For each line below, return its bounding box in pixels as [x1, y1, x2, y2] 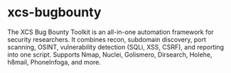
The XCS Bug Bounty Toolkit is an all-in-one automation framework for [7, 28, 215, 36]
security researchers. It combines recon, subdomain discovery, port [7, 35, 206, 43]
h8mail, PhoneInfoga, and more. [7, 57, 102, 66]
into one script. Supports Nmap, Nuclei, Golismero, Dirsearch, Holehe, [7, 50, 213, 59]
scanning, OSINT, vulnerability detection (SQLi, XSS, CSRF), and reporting [7, 43, 225, 51]
